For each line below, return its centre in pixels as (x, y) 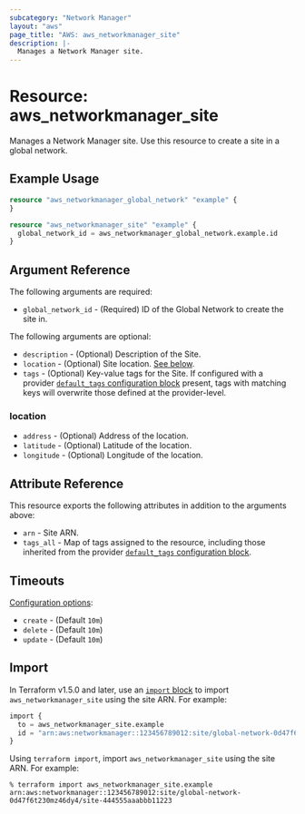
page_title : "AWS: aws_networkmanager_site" (95, 34)
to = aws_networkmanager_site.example (91, 724)
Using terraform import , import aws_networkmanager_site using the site (142, 759)
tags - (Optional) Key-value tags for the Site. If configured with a (143, 374)
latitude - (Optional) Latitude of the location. (107, 446)
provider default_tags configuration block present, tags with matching (154, 383)
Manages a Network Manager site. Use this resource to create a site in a (144, 141)
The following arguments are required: (81, 292)
